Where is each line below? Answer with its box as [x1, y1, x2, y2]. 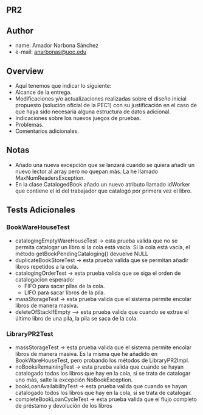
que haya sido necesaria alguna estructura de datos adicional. [15, 108, 171, 115]
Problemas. [15, 121, 44, 129]
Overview [6, 66, 44, 76]
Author [6, 26, 33, 36]
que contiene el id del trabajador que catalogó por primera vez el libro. [15, 187, 192, 194]
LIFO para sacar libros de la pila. [24, 289, 105, 296]
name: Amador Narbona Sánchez [15, 42, 99, 49]
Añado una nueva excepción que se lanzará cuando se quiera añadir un [15, 161, 195, 168]
